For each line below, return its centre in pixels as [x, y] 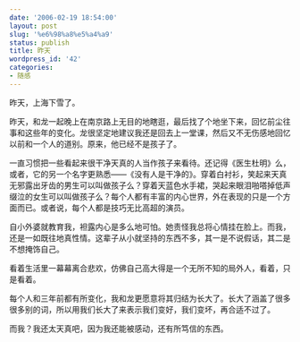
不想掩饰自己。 [37, 249]
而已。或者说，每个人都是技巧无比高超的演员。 [103, 208]
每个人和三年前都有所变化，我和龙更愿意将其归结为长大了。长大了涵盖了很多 [150, 298]
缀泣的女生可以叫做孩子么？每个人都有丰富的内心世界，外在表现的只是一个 [146, 196]
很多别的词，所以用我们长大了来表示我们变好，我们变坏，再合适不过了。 [142, 309]
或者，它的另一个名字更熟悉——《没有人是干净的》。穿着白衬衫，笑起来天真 [148, 174]
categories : [31, 68]
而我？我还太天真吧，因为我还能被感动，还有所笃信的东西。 [119, 329]
